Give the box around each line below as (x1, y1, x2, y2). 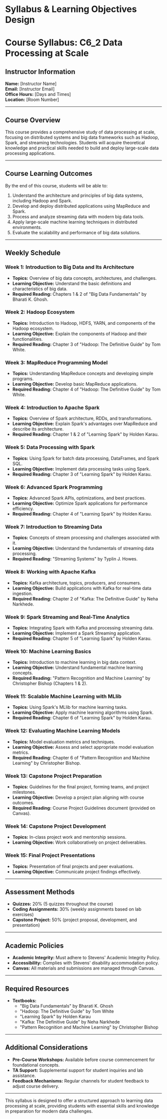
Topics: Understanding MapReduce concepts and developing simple (12, 371, 154, 377)
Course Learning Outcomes (5, 169, 93, 178)
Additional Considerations (5, 1043, 88, 1052)
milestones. (12, 789, 36, 795)
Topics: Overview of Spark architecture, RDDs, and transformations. (12, 416, 153, 422)
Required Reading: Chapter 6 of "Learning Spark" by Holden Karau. (12, 715, 152, 721)
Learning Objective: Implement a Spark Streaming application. (12, 630, 142, 636)
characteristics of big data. (12, 286, 68, 292)
